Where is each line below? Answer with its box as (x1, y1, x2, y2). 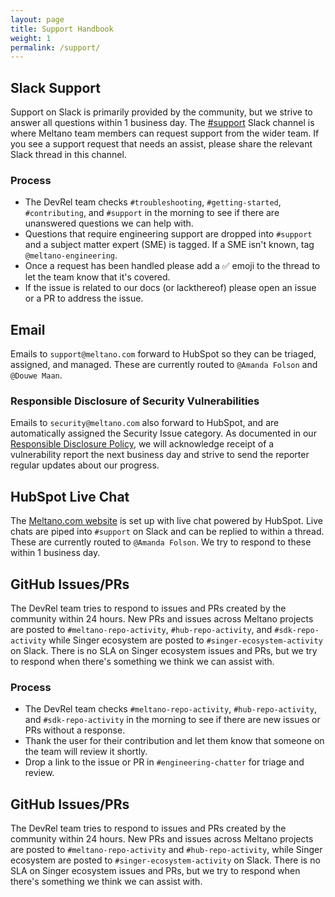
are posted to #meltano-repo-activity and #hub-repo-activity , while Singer (10, 844, 323, 856)
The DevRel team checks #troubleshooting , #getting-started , (24, 196, 282, 208)
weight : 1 (10, 33, 52, 43)
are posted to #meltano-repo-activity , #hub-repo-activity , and (10, 624, 273, 636)
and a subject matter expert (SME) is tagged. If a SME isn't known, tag (24, 239, 315, 251)
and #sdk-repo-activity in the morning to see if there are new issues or (24, 714, 321, 726)
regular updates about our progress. (10, 459, 160, 471)
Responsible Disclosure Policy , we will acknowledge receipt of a (10, 438, 275, 450)
